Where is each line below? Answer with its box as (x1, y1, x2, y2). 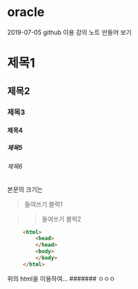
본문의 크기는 (7, 185, 43, 194)
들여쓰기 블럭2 (41, 214, 82, 223)
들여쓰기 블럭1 (24, 200, 63, 208)
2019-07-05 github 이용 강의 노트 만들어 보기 (7, 28, 132, 36)
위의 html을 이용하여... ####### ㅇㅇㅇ (7, 274, 116, 283)
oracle (7, 4, 45, 20)
